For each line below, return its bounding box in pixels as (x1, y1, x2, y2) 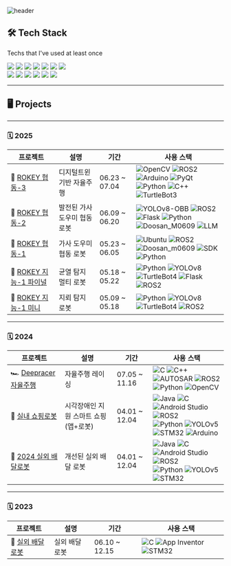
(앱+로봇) (64, 422, 94, 431)
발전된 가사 (58, 203, 93, 212)
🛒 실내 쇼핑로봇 (10, 411, 57, 421)
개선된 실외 (64, 452, 98, 462)
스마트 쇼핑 (72, 411, 107, 421)
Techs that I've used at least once (7, 49, 103, 57)
